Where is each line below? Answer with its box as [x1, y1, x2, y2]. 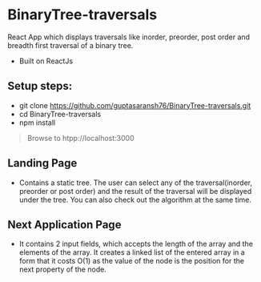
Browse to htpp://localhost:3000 [26, 133, 135, 143]
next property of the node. [18, 264, 107, 274]
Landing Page [7, 156, 78, 170]
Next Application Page [7, 218, 122, 232]
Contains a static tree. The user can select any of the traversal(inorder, [18, 178, 253, 187]
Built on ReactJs [18, 56, 74, 66]
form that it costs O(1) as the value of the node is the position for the [18, 256, 245, 266]
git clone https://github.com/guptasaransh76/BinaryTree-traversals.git [18, 100, 251, 110]
